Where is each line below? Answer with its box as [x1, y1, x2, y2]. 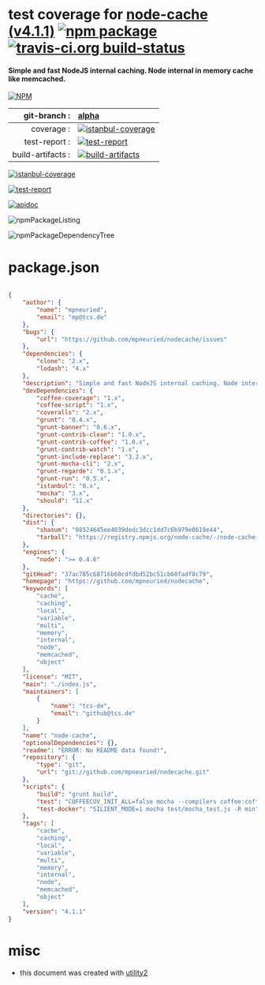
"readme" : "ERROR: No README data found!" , [22, 746, 168, 755]
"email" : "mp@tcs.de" [36, 313, 108, 321]
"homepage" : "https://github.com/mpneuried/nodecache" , [22, 578, 211, 586]
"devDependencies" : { [22, 387, 93, 395]
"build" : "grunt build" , [36, 790, 118, 798]
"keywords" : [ [22, 585, 69, 593]
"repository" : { [22, 754, 77, 762]
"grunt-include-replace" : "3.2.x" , [36, 452, 154, 461]
